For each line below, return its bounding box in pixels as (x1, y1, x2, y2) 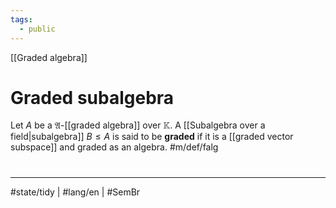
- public (19, 24, 56, 34)
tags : (10, 14, 33, 25)
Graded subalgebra (10, 86, 175, 109)
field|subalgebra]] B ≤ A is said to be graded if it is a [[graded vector (10, 131, 294, 143)
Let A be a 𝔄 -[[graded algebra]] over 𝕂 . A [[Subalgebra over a (10, 119, 266, 131)
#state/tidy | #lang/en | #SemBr (10, 186, 141, 198)
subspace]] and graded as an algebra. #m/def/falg (10, 141, 219, 153)
